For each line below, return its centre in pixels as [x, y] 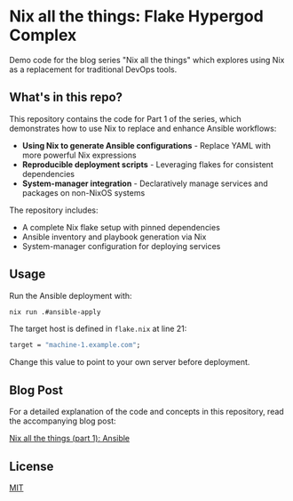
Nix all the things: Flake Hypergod [136, 16]
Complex [43, 35]
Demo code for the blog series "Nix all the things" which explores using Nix [147, 60]
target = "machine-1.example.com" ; [75, 345]
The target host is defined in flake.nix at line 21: [98, 329]
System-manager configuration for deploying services [121, 246]
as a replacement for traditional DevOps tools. [93, 69]
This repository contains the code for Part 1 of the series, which [125, 118]
